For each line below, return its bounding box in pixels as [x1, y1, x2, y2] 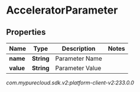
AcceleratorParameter [6, 4, 118, 17]
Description [61, 45, 96, 52]
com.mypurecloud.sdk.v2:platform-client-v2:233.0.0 [6, 79, 135, 86]
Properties [6, 27, 46, 37]
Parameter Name [55, 54, 102, 63]
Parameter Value [55, 64, 102, 72]
